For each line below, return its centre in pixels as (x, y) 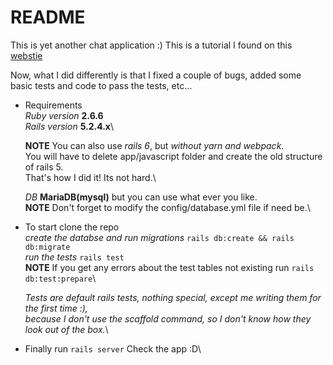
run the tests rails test (74, 257)
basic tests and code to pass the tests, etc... (101, 85)
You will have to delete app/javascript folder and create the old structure (173, 156)
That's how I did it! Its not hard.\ (90, 177)
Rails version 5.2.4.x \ (69, 126)
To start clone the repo (72, 227)
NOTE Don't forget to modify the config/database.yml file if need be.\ (167, 207)
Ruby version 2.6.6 (64, 115)
